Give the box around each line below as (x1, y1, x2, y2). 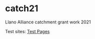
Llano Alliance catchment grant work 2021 (5, 19, 91, 25)
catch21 (5, 3, 39, 14)
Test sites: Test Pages (5, 28, 50, 34)
